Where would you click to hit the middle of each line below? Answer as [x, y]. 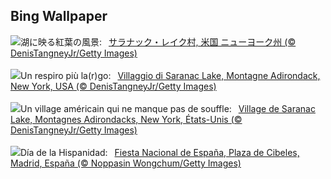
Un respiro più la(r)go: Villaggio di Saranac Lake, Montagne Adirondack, [170, 75]
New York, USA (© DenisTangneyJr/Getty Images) [113, 86]
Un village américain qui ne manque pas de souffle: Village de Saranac [168, 108]
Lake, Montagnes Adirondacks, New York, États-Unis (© [126, 119]
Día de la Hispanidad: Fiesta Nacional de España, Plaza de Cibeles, [160, 152]
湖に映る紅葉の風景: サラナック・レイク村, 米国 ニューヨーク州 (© [158, 41]
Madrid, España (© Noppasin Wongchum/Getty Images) [126, 163]
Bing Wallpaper [59, 16]
